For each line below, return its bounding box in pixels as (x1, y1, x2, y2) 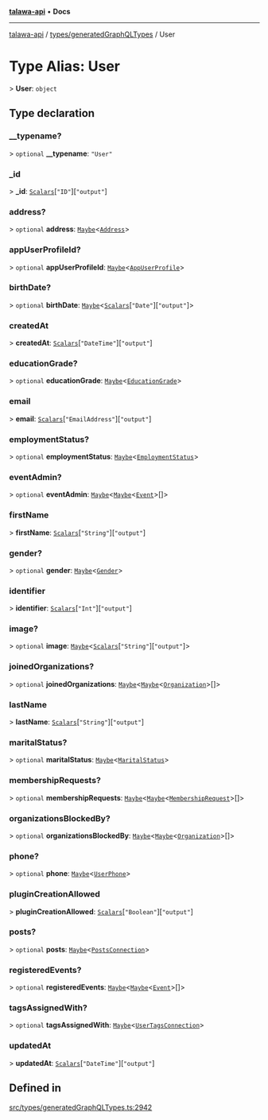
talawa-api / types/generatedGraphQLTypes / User (9, 29, 176, 39)
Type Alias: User (9, 57, 121, 76)
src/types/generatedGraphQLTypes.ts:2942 (9, 1103, 153, 1112)
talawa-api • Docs (9, 7, 71, 16)
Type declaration (9, 107, 95, 120)
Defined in (9, 1081, 62, 1095)
